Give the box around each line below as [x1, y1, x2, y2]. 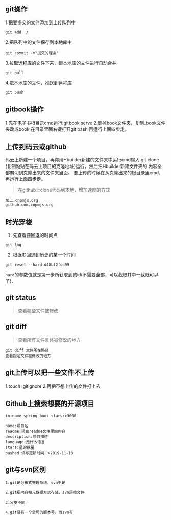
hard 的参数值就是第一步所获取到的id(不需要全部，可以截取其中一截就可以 [5, 272, 159, 278]
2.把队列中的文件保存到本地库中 [5, 39, 72, 45]
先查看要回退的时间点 [12, 232, 58, 239]
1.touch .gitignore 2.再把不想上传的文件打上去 [5, 383, 101, 389]
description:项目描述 [5, 434, 48, 439]
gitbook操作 [5, 105, 44, 114]
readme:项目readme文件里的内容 [5, 429, 66, 434]
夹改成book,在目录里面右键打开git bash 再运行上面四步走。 [5, 126, 129, 132]
